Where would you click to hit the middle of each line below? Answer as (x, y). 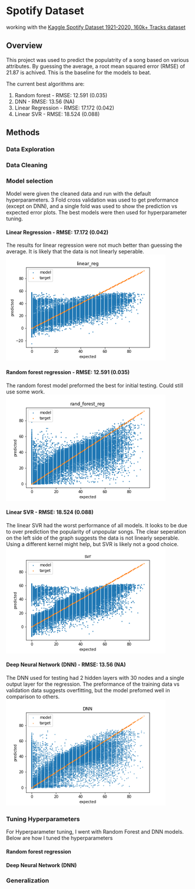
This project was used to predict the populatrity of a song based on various (97, 60)
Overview (24, 46)
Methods (23, 133)
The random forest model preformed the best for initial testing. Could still (95, 385)
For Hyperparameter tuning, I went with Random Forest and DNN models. (95, 832)
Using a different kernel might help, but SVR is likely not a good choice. (92, 544)
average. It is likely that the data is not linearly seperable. (75, 252)
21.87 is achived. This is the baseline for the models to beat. (79, 72)
